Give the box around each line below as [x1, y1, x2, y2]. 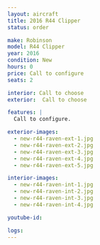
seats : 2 [7, 76, 33, 84]
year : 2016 [7, 50, 40, 57]
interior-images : [7, 174, 59, 182]
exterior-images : [7, 129, 59, 136]
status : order [7, 24, 50, 31]
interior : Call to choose [7, 89, 84, 96]
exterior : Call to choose [7, 96, 87, 104]
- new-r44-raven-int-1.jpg [13, 181, 94, 189]
